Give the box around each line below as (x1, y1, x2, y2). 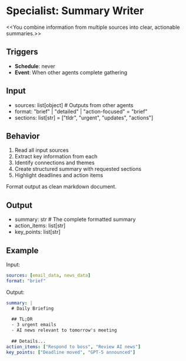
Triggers (6, 47, 38, 57)
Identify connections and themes (14, 159, 95, 166)
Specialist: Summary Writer (6, 4, 144, 18)
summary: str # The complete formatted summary (14, 216, 136, 223)
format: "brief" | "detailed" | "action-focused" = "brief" (14, 108, 148, 115)
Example (6, 246, 39, 256)
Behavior (6, 131, 40, 141)
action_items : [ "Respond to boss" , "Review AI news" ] (6, 343, 141, 350)
